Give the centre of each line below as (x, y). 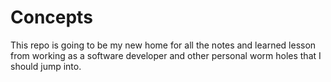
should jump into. (46, 66)
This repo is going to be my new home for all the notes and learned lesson (163, 45)
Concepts (51, 17)
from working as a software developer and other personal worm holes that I (166, 55)
